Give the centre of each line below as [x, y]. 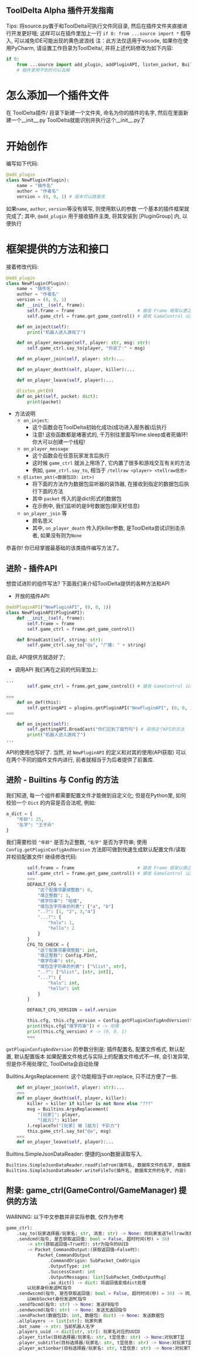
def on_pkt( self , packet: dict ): [57, 396]
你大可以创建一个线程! [59, 442]
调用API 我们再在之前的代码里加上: [56, 670]
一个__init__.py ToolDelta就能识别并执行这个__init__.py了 [78, 120]
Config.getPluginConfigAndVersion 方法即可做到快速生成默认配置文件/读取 [96, 850]
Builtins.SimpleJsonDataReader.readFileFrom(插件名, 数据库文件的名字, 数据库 [98, 1165]
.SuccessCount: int [72, 1272]
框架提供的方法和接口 [58, 249]
